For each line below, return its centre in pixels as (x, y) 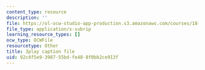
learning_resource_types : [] (43, 35)
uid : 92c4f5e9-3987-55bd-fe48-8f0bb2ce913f (63, 57)
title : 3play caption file (41, 52)
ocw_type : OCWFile (30, 40)
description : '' (27, 18)
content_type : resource (37, 12)
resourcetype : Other (33, 46)
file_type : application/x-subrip (49, 29)
